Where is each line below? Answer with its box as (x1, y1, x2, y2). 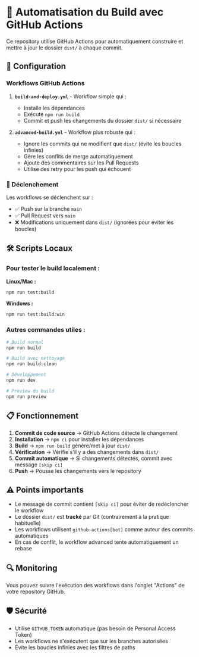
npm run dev (6, 378, 36, 384)
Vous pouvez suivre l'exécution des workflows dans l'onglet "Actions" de (6, 582, 185, 589)
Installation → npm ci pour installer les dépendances (14, 436, 144, 443)
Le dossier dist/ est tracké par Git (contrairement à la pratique (14, 513, 169, 521)
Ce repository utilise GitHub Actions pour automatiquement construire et (6, 38, 184, 45)
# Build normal (6, 339, 44, 345)
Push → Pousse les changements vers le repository (14, 468, 141, 475)
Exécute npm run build (23, 110, 80, 118)
